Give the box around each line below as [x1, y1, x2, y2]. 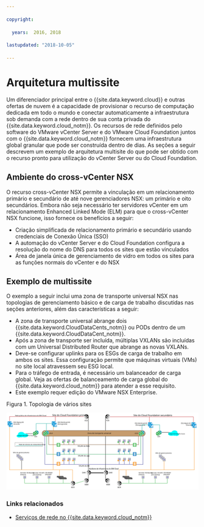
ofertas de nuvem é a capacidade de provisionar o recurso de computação [6, 102, 194, 109]
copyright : [6, 16, 34, 23]
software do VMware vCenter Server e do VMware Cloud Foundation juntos [6, 128, 196, 136]
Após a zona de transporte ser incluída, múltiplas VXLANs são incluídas [15, 337, 195, 344]
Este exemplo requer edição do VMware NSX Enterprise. [15, 389, 158, 396]
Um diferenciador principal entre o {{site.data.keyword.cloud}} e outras [6, 95, 185, 103]
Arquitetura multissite [6, 76, 120, 90]
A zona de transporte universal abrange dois [15, 317, 127, 325]
